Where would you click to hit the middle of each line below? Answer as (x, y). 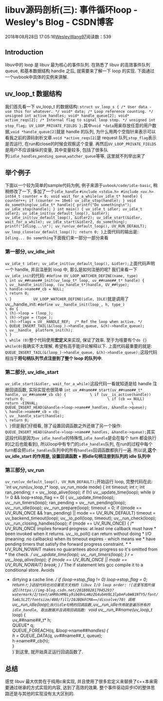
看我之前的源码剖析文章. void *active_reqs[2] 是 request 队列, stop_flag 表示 (81, 138)
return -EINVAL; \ (69, 403)
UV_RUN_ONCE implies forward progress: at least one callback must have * (81, 529)
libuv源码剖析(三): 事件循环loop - (71, 10)
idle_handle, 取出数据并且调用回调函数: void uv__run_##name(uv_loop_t (82, 610)
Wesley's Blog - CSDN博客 (59, 22)
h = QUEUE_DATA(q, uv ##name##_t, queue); (57, 636)
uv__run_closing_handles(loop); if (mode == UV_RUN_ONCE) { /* (70, 523)
